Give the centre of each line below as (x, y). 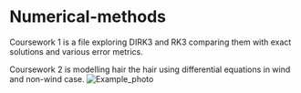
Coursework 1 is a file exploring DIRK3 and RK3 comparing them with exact (150, 42)
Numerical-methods (88, 17)
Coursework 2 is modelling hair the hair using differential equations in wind (150, 69)
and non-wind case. (47, 78)
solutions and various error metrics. (77, 51)
